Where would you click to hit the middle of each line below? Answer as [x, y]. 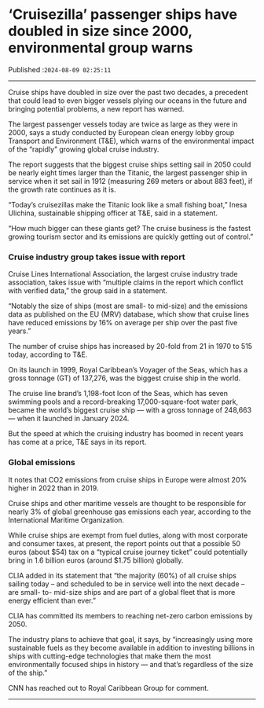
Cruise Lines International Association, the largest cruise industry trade [123, 274]
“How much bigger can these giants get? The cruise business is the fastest [130, 228]
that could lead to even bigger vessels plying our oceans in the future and [128, 101]
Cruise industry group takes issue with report [97, 257]
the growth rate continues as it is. [62, 189]
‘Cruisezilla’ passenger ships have [123, 15]
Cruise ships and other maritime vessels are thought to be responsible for [127, 503]
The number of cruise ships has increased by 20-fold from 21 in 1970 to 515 [130, 347]
